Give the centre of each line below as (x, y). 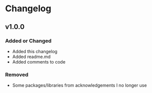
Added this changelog (35, 51)
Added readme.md (31, 57)
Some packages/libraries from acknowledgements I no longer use (79, 85)
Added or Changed (28, 41)
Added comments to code (39, 62)
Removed (17, 74)
